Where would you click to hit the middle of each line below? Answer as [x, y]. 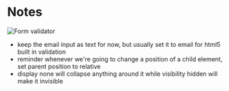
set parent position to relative [59, 66]
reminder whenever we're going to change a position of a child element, [120, 59]
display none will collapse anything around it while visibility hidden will [117, 74]
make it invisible [40, 81]
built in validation [42, 52]
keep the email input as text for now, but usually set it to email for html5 [119, 44]
